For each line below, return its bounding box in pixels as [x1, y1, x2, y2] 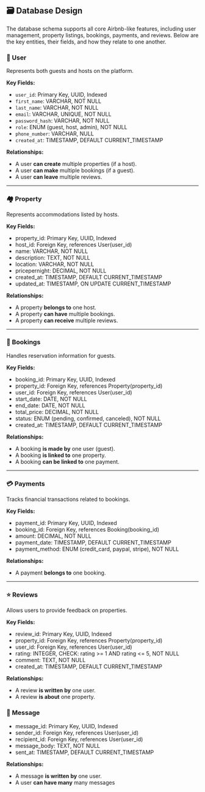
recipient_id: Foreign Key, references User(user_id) [15, 735, 143, 743]
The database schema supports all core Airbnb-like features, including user [6, 25, 196, 32]
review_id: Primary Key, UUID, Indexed [15, 630, 112, 638]
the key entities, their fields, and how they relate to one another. [6, 38, 167, 45]
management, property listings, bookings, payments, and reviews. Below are [6, 31, 199, 39]
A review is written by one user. [15, 687, 96, 694]
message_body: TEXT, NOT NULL [15, 742, 101, 749]
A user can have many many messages [15, 779, 115, 786]
